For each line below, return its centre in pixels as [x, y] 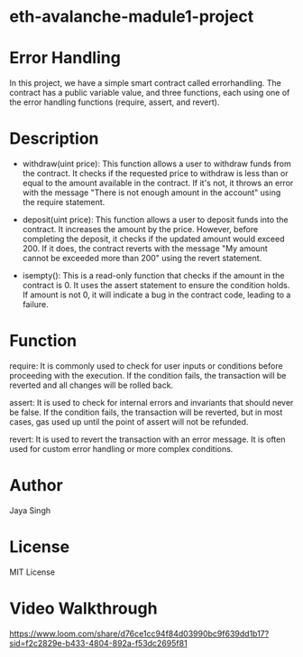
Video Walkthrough [83, 609]
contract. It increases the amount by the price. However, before [140, 230]
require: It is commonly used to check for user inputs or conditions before [146, 366]
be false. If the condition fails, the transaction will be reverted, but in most [146, 412]
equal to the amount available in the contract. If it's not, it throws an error [158, 183]
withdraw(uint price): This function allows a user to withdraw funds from [156, 164]
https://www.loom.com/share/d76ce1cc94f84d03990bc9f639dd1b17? [139, 634]
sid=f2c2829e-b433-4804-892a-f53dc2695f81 [98, 643]
